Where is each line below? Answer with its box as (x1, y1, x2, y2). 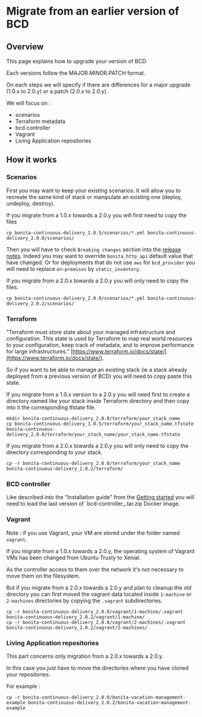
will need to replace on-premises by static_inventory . (6, 265, 141, 272)
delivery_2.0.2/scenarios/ (6, 300, 75, 307)
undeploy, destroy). (6, 200, 55, 207)
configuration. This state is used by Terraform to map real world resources (6, 335, 192, 342)
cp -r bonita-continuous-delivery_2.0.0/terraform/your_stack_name (6, 460, 181, 466)
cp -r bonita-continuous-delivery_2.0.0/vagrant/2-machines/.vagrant (6, 619, 186, 625)
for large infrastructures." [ (6, 348, 73, 355)
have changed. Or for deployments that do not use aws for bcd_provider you (6, 259, 195, 266)
